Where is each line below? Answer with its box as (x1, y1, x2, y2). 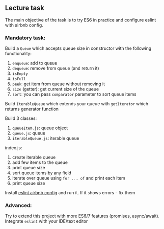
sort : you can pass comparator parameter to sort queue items (12, 92, 137, 97)
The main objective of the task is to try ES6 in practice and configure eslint (5, 17, 156, 23)
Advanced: (5, 202, 32, 209)
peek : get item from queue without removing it (12, 81, 105, 87)
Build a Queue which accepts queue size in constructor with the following (5, 46, 151, 51)
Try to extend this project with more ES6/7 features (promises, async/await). (5, 213, 160, 219)
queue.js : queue (12, 130, 46, 136)
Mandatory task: (5, 34, 46, 41)
